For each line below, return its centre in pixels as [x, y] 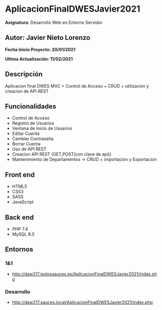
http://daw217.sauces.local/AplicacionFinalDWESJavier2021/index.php [82, 302]
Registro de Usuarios [33, 123]
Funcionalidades [31, 106]
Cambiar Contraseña [33, 139]
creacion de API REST [27, 91]
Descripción [24, 74]
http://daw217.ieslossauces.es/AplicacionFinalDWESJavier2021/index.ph [84, 274]
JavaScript [23, 202]
